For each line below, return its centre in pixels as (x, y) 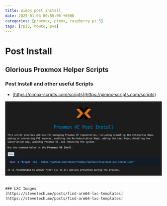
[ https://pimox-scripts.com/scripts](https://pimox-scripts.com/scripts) (84, 95)
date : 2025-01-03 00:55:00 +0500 (40, 16)
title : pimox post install (33, 10)
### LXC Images (21, 189)
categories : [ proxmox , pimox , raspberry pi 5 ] (54, 21)
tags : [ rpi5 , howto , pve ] (32, 26)
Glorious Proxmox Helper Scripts (57, 69)
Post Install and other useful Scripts (49, 83)
